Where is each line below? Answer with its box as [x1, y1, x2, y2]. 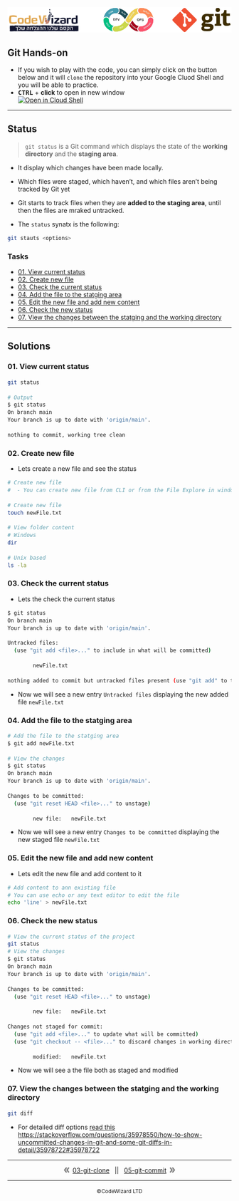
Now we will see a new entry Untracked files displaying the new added [17, 690, 229, 698]
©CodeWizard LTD [96, 1187, 143, 1195]
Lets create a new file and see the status [17, 464, 137, 473]
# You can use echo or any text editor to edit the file [7, 891, 180, 899]
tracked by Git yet [17, 184, 70, 193]
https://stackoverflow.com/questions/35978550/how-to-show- [17, 1130, 203, 1139]
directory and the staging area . [24, 150, 119, 158]
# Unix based [7, 554, 46, 561]
